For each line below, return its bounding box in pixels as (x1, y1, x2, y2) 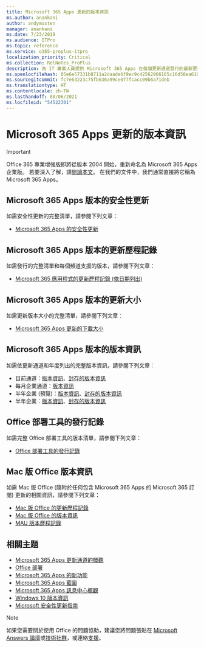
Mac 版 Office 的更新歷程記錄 (15, 504, 89, 511)
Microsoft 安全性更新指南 (15, 602, 78, 609)
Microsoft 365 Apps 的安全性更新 (15, 226, 98, 233)
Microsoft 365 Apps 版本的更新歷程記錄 (6, 244, 157, 255)
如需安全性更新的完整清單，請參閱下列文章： (6, 212, 118, 220)
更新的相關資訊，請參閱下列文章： (15, 491, 101, 499)
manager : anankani (6, 26, 53, 32)
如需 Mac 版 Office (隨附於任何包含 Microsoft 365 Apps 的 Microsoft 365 (6, 484, 188, 491)
